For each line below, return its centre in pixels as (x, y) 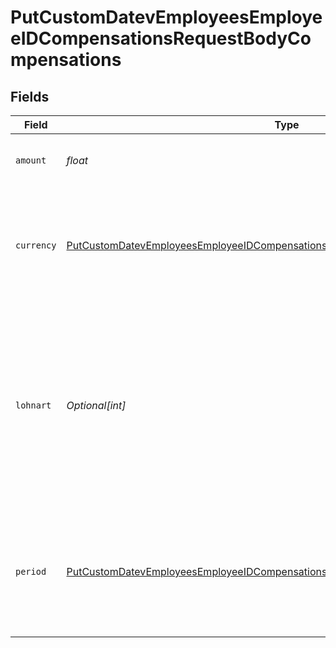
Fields (30, 96)
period (31, 571)
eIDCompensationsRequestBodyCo (161, 38)
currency (36, 245)
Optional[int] (96, 405)
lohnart (33, 405)
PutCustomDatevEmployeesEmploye (166, 17)
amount (31, 160)
